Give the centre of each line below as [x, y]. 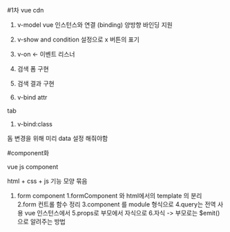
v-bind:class [35, 124]
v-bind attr [32, 97]
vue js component [33, 167]
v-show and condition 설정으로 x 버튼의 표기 [78, 39]
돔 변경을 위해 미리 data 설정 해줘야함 [58, 138]
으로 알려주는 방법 [41, 222]
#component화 [28, 153]
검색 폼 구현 [33, 69]
